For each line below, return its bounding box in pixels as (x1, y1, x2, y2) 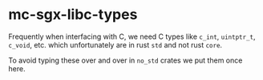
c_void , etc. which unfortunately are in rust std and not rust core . (8, 40, 223, 49)
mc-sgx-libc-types (8, 6, 138, 24)
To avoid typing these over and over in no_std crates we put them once (8, 55, 243, 65)
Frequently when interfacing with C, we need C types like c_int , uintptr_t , (8, 32, 256, 41)
